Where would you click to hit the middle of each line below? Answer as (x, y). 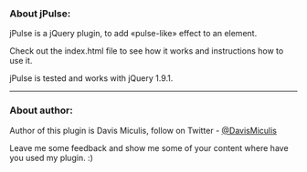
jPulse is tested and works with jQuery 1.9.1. (91, 78)
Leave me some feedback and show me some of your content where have (149, 147)
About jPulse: (40, 14)
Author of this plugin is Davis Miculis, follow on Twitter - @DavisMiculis (143, 130)
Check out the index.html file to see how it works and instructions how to (147, 51)
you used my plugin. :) (52, 157)
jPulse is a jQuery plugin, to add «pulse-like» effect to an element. (133, 34)
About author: (41, 110)
